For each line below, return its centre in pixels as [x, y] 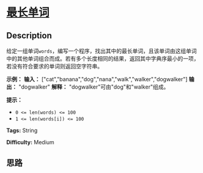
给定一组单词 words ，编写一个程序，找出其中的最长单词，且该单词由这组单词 [102, 51]
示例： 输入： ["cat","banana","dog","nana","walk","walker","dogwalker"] [97, 79]
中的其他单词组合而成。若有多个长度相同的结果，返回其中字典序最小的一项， [103, 58]
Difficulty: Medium [31, 142]
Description [29, 35]
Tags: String [22, 130]
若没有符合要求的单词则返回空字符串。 [54, 66]
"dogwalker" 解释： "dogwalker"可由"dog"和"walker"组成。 [94, 87]
